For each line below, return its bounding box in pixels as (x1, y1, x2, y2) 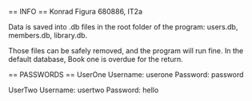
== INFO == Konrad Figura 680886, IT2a (8, 7, 142, 16)
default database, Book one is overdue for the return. (8, 55, 184, 64)
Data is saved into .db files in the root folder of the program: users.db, (8, 22, 238, 31)
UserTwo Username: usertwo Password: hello (8, 85, 159, 95)
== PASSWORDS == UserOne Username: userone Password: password (8, 70, 244, 79)
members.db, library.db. (8, 31, 88, 40)
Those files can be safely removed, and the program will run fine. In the (8, 46, 244, 55)
